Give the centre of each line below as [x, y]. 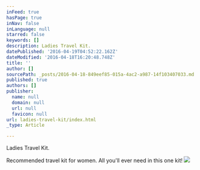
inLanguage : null [28, 29]
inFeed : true [23, 12]
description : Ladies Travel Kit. [49, 46]
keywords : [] [23, 40]
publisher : [20, 91]
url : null [24, 108]
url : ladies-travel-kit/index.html [51, 119]
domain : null [28, 102]
